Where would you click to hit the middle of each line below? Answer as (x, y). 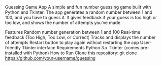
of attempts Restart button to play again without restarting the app (72, 43)
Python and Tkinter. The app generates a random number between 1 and (79, 12)
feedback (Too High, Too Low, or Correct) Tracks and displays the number (81, 37)
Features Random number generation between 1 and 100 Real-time (73, 32)
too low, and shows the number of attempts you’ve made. (64, 22)
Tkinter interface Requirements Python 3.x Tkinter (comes (81, 48)
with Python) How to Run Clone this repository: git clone (80, 53)
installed (14, 53)
